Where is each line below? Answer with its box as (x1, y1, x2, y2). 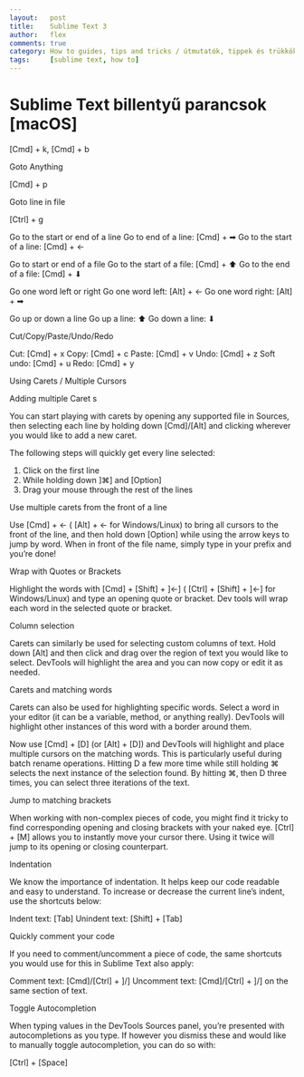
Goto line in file (9, 196, 66, 207)
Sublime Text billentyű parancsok (9, 94, 267, 115)
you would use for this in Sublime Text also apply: (9, 957, 195, 968)
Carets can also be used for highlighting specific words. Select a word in (9, 702, 280, 713)
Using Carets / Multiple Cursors (9, 375, 127, 386)
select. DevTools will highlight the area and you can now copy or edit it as (9, 656, 283, 667)
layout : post (9, 13, 67, 23)
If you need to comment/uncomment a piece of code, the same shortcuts (9, 948, 282, 959)
